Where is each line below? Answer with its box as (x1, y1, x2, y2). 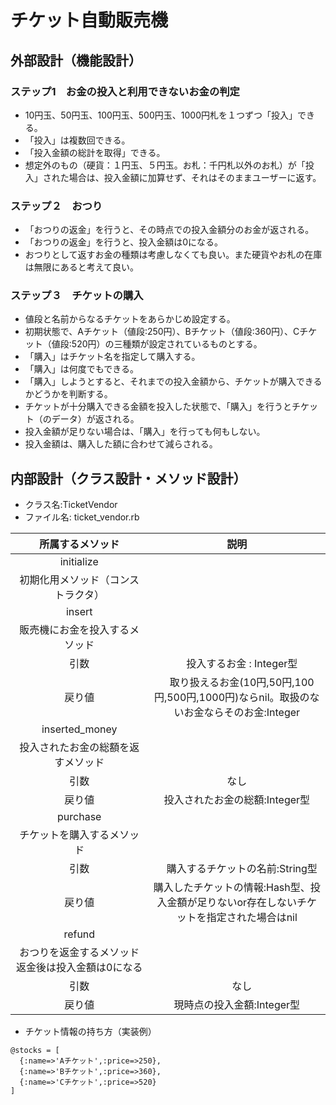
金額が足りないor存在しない (166, 896, 298, 910)
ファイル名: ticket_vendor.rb (24, 511, 140, 523)
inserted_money (41, 722, 118, 736)
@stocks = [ (10, 1046, 60, 1056)
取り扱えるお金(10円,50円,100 (169, 676, 315, 690)
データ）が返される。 (51, 413, 140, 425)
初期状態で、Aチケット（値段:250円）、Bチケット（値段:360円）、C (24, 326, 300, 338)
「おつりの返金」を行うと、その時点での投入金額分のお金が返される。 (24, 224, 315, 236)
